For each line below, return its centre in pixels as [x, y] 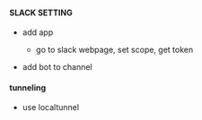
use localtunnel [50, 107]
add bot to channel [57, 67]
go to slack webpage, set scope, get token [114, 50]
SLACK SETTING [41, 13]
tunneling [28, 87]
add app [38, 32]
